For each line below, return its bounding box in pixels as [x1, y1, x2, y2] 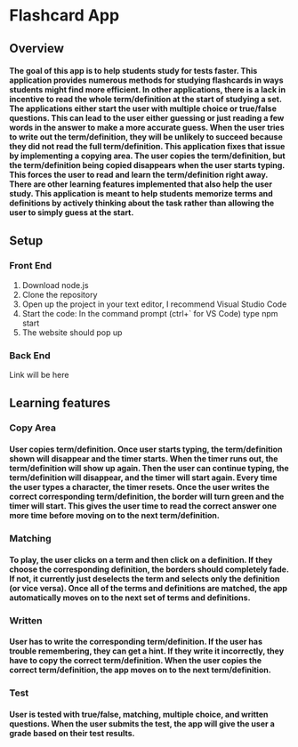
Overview [9, 41, 65, 56]
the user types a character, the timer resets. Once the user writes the [9, 482, 270, 493]
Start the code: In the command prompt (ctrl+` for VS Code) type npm [21, 308, 278, 318]
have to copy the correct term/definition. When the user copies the [9, 655, 262, 666]
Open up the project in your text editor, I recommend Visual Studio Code [21, 299, 287, 309]
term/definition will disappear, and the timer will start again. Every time [9, 472, 278, 483]
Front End [9, 260, 52, 272]
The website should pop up [21, 326, 123, 338]
